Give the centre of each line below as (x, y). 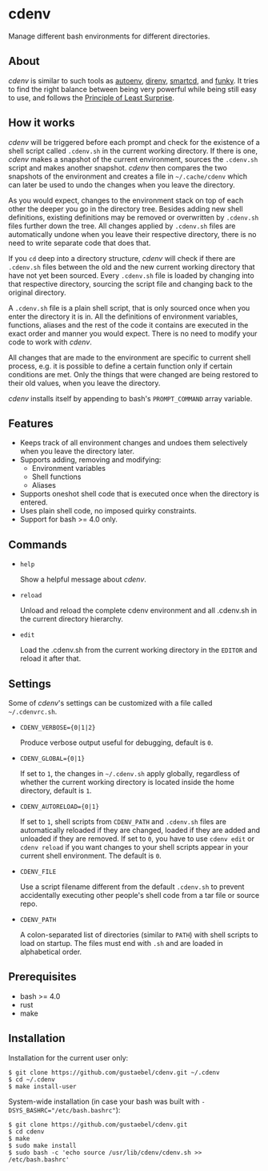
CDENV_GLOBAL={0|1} (52, 759)
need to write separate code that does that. (80, 243)
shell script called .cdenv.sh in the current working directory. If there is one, (133, 151)
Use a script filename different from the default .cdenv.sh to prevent (132, 887)
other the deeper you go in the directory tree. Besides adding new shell (126, 208)
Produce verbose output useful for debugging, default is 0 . (116, 742)
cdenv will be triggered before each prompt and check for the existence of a (134, 142)
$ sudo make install (43, 1145)
